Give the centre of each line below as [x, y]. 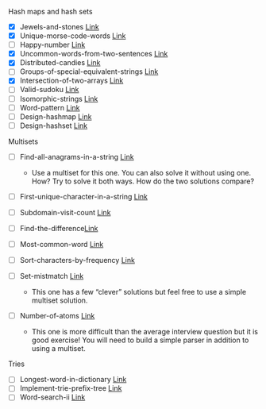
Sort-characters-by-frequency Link [77, 260]
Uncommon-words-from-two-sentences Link [94, 54]
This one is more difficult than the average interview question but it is [145, 332]
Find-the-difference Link [59, 228]
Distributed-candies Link [60, 63]
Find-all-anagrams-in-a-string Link [77, 156]
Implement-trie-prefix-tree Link [71, 388]
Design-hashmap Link [56, 116]
